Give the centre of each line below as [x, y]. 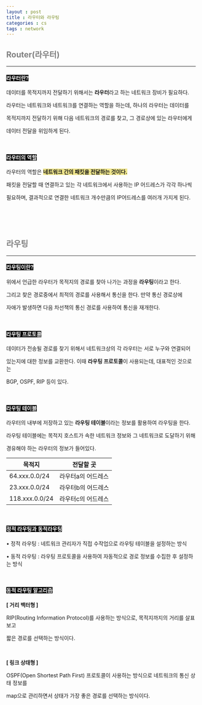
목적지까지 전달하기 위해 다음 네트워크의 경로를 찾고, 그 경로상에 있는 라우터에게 [99, 118]
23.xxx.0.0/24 [29, 487]
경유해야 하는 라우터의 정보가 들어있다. [51, 448]
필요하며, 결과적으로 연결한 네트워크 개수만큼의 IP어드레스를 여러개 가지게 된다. [99, 198]
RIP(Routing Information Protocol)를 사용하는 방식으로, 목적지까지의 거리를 [95, 618]
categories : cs [26, 23]
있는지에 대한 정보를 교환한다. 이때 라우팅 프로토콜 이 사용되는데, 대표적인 [91, 362]
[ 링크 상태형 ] [22, 662]
